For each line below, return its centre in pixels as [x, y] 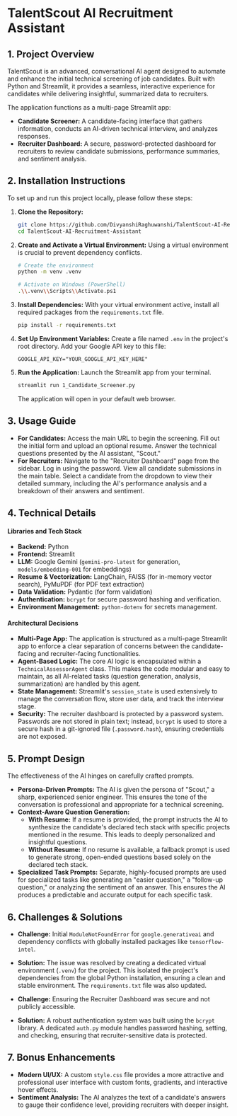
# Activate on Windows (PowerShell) [71, 284]
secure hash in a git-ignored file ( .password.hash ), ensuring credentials [121, 729]
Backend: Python [43, 547]
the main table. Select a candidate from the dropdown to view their [115, 476]
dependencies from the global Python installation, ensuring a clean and [121, 978]
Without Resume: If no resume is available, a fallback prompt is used [129, 850]
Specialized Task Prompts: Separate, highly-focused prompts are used [122, 873]
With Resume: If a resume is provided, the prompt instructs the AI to [128, 819]
